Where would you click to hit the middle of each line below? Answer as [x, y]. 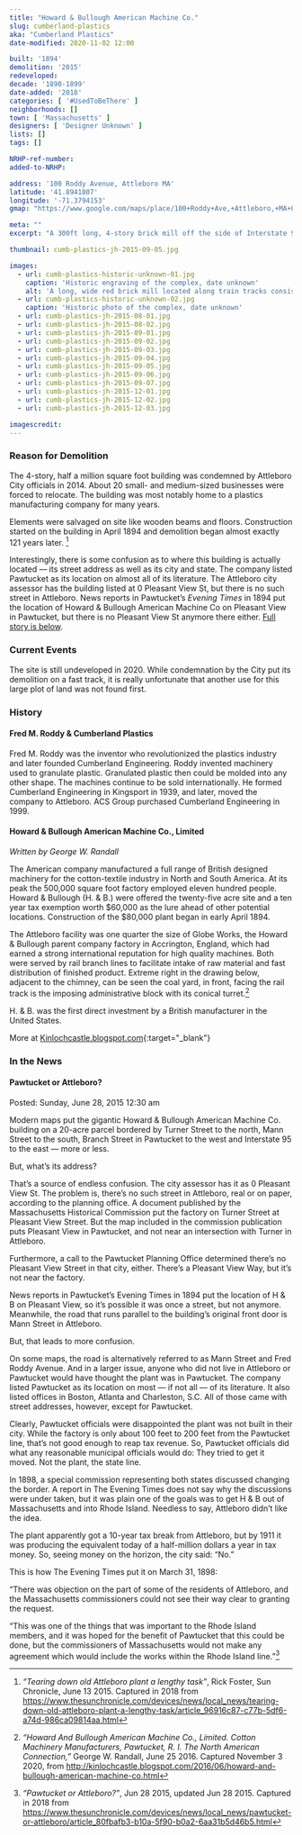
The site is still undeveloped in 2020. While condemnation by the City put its [150, 669]
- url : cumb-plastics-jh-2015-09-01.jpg [94, 333]
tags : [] [26, 143]
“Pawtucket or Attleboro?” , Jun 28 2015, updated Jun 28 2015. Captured [157, 1794]
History [26, 712]
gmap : [19, 209]
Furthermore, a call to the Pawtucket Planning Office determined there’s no [148, 1258]
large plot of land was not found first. [78, 689]
